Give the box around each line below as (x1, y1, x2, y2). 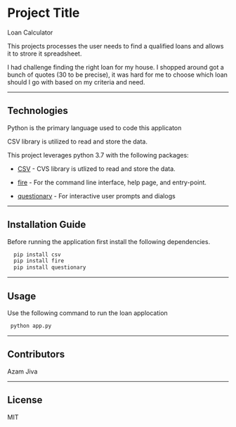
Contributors (7, 348, 65, 360)
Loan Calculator (7, 28, 53, 37)
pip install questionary (13, 264, 86, 272)
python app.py (10, 322, 52, 329)
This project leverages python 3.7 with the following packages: (7, 151, 189, 159)
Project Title (7, 5, 80, 21)
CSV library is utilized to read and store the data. (7, 137, 147, 146)
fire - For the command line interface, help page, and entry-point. (17, 178, 207, 186)
